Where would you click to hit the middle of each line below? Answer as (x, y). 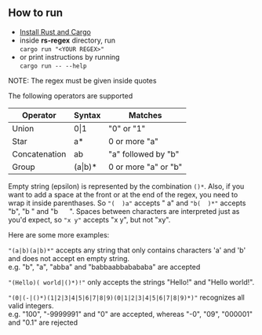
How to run (36, 13)
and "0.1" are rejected (43, 322)
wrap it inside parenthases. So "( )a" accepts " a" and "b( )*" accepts (127, 203)
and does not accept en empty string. (69, 258)
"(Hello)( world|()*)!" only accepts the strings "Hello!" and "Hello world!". (131, 282)
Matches (145, 115)
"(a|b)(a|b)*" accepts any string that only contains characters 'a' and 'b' (127, 250)
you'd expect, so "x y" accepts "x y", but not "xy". (89, 219)
